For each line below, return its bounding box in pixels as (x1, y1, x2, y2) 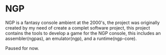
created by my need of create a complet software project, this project (5, 24, 150, 30)
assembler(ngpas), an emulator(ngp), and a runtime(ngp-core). (5, 35, 137, 41)
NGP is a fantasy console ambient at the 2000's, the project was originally (5, 19, 160, 25)
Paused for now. (5, 45, 39, 51)
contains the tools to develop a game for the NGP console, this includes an (5, 30, 161, 36)
